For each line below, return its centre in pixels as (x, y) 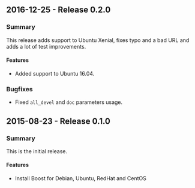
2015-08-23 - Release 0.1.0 (58, 121)
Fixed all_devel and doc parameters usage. (69, 102)
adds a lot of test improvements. (46, 46)
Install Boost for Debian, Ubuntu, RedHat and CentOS (81, 178)
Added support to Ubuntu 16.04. (55, 73)
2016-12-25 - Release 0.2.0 (58, 10)
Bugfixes (19, 89)
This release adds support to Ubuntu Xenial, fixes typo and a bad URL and (98, 40)
